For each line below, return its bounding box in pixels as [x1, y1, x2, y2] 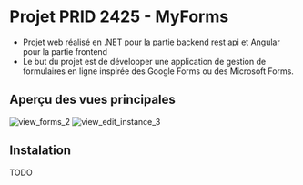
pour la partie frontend [22, 46, 107, 57]
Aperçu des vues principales [9, 92, 176, 108]
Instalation [9, 143, 71, 159]
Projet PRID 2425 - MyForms [9, 6, 229, 27]
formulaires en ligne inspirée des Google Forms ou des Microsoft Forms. [22, 66, 294, 77]
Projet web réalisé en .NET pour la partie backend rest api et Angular [22, 36, 280, 47]
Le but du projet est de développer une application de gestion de [22, 56, 267, 67]
